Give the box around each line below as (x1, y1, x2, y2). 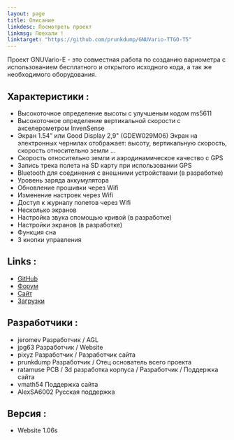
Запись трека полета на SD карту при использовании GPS (17, 161, 192, 169)
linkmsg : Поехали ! (7, 29, 64, 37)
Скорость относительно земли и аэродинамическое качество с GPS (17, 153, 224, 162)
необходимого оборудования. (7, 71, 97, 79)
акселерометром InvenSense (17, 124, 105, 132)
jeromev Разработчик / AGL (17, 335, 99, 343)
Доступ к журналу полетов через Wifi (17, 198, 131, 206)
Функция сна (17, 228, 57, 236)
